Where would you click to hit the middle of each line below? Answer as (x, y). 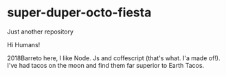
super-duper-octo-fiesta (79, 13)
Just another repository (41, 31)
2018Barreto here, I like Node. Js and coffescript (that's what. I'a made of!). (114, 58)
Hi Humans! (24, 45)
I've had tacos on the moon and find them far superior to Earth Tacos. (106, 65)
